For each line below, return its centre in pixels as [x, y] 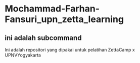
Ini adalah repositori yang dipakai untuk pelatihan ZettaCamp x [70, 50]
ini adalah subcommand [43, 38]
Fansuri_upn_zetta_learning [64, 19]
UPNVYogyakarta [23, 55]
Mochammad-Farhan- [52, 9]
